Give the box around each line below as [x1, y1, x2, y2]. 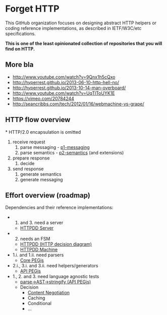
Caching [27, 295, 45, 301]
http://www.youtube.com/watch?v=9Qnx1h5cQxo [12, 74, 116, 80]
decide [20, 160, 35, 166]
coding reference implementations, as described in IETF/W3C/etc [5, 25, 142, 31]
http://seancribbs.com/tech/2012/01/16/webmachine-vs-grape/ [12, 101, 145, 107]
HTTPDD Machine [20, 247, 58, 253]
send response [12, 166, 44, 172]
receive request [12, 139, 45, 145]
